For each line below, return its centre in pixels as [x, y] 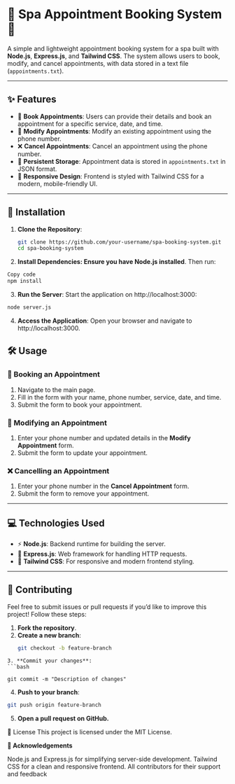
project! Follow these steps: [47, 614]
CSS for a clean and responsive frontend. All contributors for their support [114, 766]
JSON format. [37, 169]
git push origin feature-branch [54, 705]
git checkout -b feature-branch [64, 648]
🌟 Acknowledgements [40, 745]
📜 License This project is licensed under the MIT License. [90, 731]
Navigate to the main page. [56, 390]
